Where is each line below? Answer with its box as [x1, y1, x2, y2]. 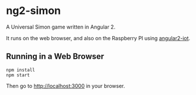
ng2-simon [6, 4, 61, 17]
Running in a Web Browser [6, 51, 104, 62]
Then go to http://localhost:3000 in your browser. [6, 82, 125, 89]
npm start [6, 72, 30, 78]
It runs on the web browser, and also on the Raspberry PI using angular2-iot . [6, 34, 191, 41]
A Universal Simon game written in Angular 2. [6, 23, 116, 30]
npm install [6, 67, 35, 73]
